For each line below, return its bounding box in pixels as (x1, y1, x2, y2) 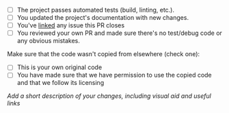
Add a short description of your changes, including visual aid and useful (7, 92, 212, 100)
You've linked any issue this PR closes (16, 21, 125, 29)
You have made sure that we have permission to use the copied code (16, 71, 212, 79)
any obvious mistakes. (16, 37, 80, 45)
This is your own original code (16, 63, 103, 71)
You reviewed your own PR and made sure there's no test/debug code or (16, 29, 222, 37)
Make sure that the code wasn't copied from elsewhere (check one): (7, 50, 200, 58)
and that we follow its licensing (16, 79, 105, 87)
